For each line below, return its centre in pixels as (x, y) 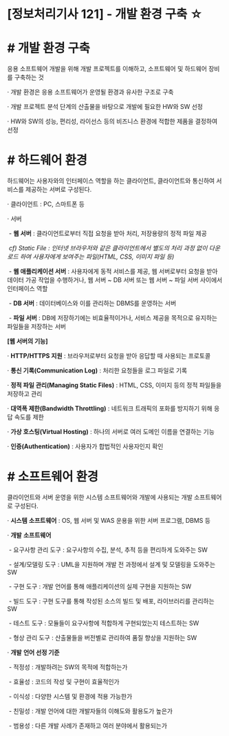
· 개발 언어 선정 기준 (33, 652)
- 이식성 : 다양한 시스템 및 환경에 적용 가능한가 (70, 696)
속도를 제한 (29, 417)
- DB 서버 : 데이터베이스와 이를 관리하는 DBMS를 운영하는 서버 (92, 304)
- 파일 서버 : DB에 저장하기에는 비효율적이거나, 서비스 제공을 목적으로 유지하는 (113, 318)
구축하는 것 (29, 77)
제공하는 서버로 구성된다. (58, 190)
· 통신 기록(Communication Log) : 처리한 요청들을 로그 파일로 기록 (97, 370)
